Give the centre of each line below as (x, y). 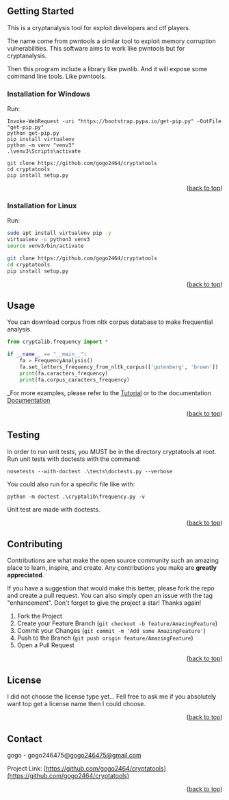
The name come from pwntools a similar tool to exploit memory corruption (112, 41)
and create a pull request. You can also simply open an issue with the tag (110, 596)
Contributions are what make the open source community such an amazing (113, 560)
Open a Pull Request (46, 645)
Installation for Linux (42, 206)
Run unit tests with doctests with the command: (74, 459)
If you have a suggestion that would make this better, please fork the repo (111, 588)
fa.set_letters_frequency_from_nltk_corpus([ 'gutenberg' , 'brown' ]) (119, 367)
